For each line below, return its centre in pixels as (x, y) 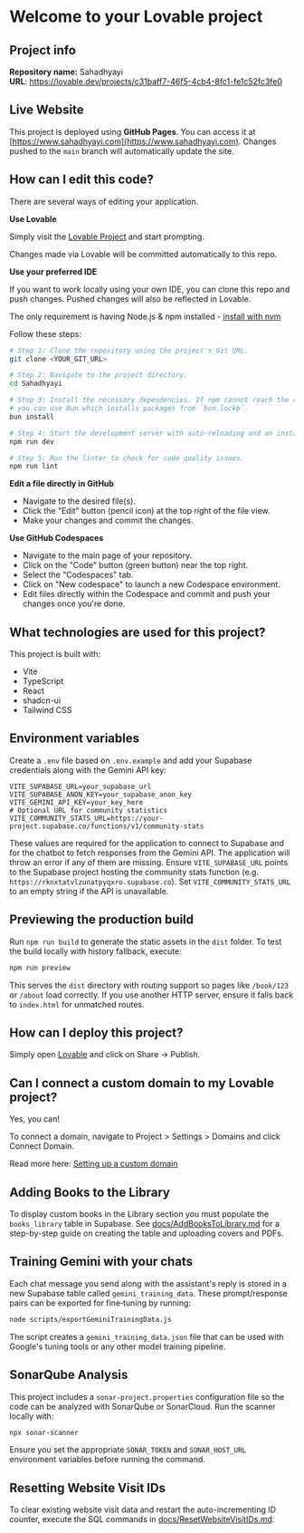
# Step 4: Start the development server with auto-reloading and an (141, 433)
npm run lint (34, 467)
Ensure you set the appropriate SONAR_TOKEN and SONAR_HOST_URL (128, 1450)
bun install (32, 417)
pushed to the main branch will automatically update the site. (122, 150)
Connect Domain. (42, 1146)
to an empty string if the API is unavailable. (89, 891)
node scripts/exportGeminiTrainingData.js (90, 1319)
